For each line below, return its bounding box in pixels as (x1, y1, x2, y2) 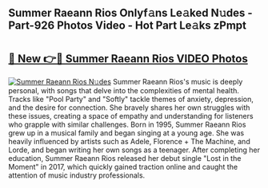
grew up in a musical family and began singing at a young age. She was (8, 128, 245, 138)
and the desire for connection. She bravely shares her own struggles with (8, 103, 250, 112)
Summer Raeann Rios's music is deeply (113, 77, 243, 86)
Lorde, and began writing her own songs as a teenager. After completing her (8, 145, 260, 155)
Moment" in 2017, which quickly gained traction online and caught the (8, 163, 238, 171)
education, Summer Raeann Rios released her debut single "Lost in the (8, 154, 242, 163)
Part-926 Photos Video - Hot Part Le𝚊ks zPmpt (8, 19, 246, 33)
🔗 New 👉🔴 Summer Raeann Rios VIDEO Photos (8, 52, 248, 65)
